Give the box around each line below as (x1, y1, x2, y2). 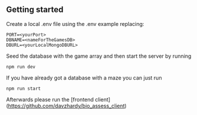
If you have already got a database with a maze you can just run (6, 74, 162, 81)
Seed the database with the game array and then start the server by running (6, 52, 192, 60)
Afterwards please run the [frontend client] (6, 96, 111, 103)
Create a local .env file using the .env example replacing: (6, 20, 144, 27)
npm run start (6, 86, 41, 91)
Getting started (6, 5, 64, 15)
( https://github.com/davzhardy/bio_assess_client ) (6, 102, 127, 109)
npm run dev (6, 64, 35, 70)
